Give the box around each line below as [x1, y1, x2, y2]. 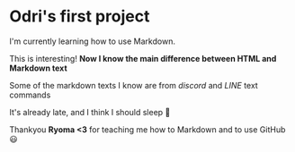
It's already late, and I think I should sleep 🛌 [9, 106, 171, 117]
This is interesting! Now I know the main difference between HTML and [9, 53, 277, 63]
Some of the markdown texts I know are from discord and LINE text [9, 80, 258, 90]
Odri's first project [9, 6, 150, 27]
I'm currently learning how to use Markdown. [9, 36, 175, 46]
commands [9, 89, 51, 100]
